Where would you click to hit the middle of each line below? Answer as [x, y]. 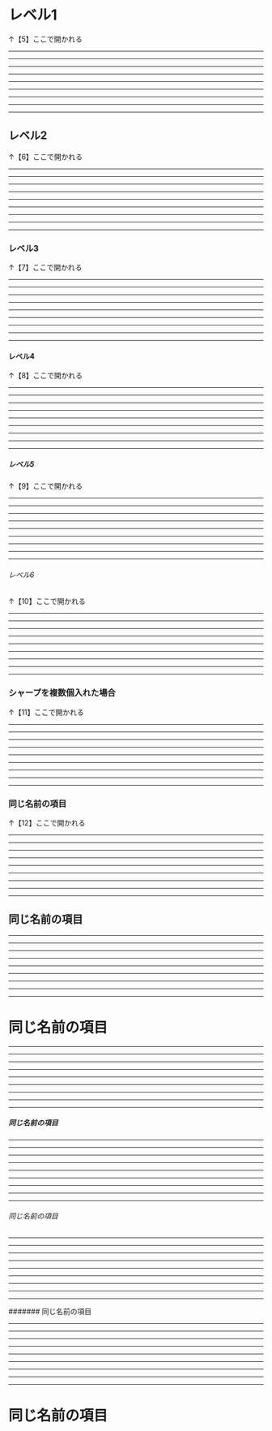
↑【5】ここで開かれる [45, 39]
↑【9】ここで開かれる [46, 486]
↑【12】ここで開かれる [47, 823]
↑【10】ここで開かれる [47, 601]
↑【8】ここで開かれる [46, 376]
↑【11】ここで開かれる [47, 712]
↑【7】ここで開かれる [45, 268]
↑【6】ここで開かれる [46, 157]
